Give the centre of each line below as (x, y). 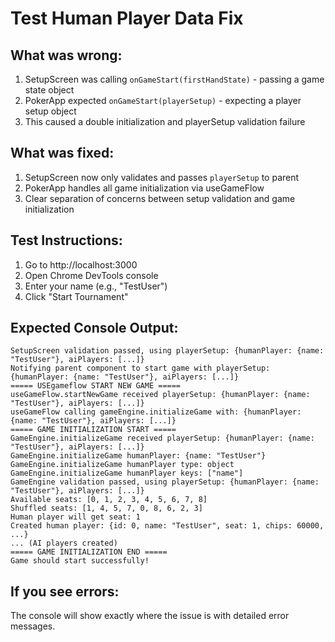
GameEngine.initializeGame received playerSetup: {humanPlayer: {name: (162, 438)
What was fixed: (62, 153)
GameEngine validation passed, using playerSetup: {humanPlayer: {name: (165, 482)
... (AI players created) (64, 543)
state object (49, 90)
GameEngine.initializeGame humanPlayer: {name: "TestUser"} (138, 456)
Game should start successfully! (80, 561)
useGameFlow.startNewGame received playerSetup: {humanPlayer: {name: (160, 395)
